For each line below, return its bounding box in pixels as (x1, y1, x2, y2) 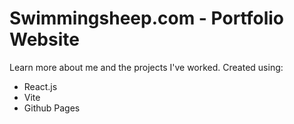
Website (9, 28, 80, 51)
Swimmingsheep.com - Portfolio (9, 7, 285, 30)
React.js (23, 80, 58, 92)
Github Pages (23, 102, 81, 114)
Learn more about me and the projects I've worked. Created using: (9, 61, 284, 73)
